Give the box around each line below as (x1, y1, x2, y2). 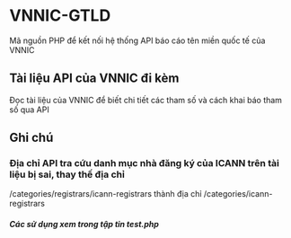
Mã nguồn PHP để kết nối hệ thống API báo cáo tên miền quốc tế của (9, 35, 266, 46)
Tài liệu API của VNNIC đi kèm (9, 71, 180, 86)
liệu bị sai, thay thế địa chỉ (9, 168, 126, 181)
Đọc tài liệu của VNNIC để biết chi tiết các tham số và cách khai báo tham (9, 94, 283, 105)
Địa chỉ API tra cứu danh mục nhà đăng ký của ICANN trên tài (9, 157, 280, 170)
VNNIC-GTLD (9, 5, 111, 26)
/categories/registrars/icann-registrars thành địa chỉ (9, 189, 202, 199)
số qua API (9, 104, 49, 115)
